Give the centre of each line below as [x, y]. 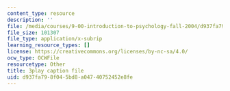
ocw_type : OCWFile [33, 58]
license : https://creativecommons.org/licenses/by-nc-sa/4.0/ [98, 52]
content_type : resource [41, 13]
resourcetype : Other [37, 64]
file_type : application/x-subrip [55, 39]
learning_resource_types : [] [49, 45]
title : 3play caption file [46, 70]
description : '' [30, 20]
